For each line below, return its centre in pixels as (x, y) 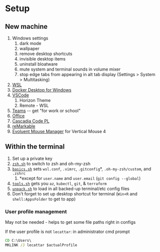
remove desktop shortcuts (46, 54)
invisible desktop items (42, 59)
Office (18, 116)
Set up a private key (32, 158)
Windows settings (30, 38)
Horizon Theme (35, 100)
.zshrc (19, 174)
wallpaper (30, 48)
